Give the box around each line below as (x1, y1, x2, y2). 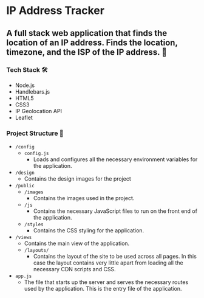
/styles (24, 221, 44, 228)
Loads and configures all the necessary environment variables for (33, 156, 198, 163)
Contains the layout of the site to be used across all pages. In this (33, 253, 197, 260)
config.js (24, 150, 50, 157)
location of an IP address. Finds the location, (6, 37, 178, 47)
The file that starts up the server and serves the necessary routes (24, 279, 189, 286)
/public (15, 183, 35, 189)
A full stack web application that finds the (6, 28, 168, 38)
